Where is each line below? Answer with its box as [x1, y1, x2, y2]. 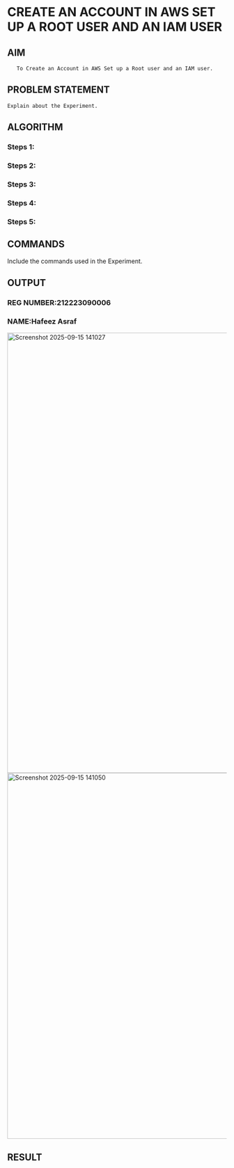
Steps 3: [7, 179, 36, 189]
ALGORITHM [7, 121, 63, 133]
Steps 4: [7, 198, 37, 207]
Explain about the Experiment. [7, 102, 98, 109]
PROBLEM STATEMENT [7, 84, 110, 96]
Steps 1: [7, 142, 35, 152]
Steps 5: [7, 216, 36, 226]
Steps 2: [7, 161, 36, 171]
